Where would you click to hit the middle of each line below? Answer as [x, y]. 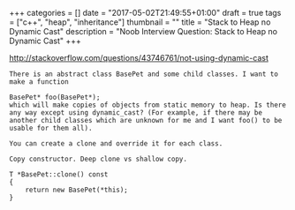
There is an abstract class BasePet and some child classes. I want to [144, 74]
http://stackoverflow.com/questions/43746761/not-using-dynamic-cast [139, 58]
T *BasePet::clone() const [59, 175]
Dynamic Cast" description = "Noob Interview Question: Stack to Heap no [144, 31]
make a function [39, 82]
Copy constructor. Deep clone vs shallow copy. [98, 159]
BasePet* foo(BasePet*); [55, 97]
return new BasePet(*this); [76, 190]
